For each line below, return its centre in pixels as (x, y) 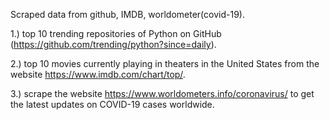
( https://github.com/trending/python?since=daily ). (113, 44)
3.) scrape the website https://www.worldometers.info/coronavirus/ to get (162, 93)
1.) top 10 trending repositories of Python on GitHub (116, 33)
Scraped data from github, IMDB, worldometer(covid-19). (127, 14)
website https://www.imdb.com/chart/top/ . (98, 74)
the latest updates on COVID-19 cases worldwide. (112, 104)
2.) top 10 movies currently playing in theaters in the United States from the (165, 63)
